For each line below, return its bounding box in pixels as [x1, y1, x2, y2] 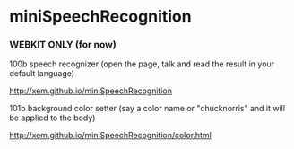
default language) [9, 68, 74, 79]
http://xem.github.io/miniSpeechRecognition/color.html [9, 130, 212, 141]
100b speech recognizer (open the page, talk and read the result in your [9, 58, 275, 69]
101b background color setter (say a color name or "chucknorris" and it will [9, 103, 285, 114]
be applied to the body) [9, 112, 96, 123]
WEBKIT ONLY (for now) [9, 39, 117, 51]
